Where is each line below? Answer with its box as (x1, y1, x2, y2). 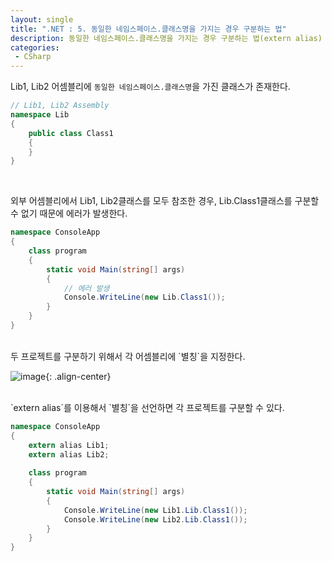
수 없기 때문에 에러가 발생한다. (10, 207, 128, 220)
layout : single (10, 14, 74, 25)
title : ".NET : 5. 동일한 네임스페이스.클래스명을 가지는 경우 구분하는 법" (10, 24, 287, 34)
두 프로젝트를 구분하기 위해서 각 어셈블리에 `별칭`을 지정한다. (10, 350, 246, 362)
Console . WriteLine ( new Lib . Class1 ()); (63, 292, 226, 303)
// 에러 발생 (63, 283, 110, 293)
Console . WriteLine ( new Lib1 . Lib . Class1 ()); (63, 505, 248, 515)
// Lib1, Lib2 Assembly (10, 101, 110, 111)
